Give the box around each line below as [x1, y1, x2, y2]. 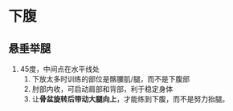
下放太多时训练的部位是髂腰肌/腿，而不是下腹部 [31, 74, 190, 84]
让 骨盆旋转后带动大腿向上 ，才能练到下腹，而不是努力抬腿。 [31, 94, 230, 104]
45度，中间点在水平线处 [19, 65, 100, 73]
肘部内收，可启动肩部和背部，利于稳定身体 [31, 85, 174, 93]
